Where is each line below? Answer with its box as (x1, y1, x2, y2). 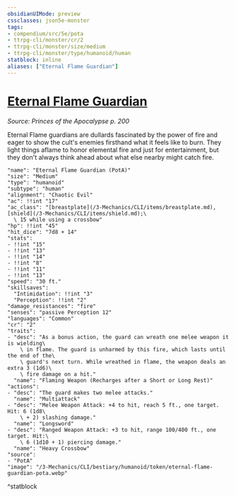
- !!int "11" (7, 266, 46, 273)
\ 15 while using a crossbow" (13, 216, 102, 223)
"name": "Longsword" (13, 420, 74, 427)
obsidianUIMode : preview (7, 10, 81, 18)
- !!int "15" (7, 241, 46, 248)
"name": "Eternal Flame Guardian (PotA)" (7, 167, 131, 174)
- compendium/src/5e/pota (7, 30, 83, 37)
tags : (7, 23, 23, 30)
